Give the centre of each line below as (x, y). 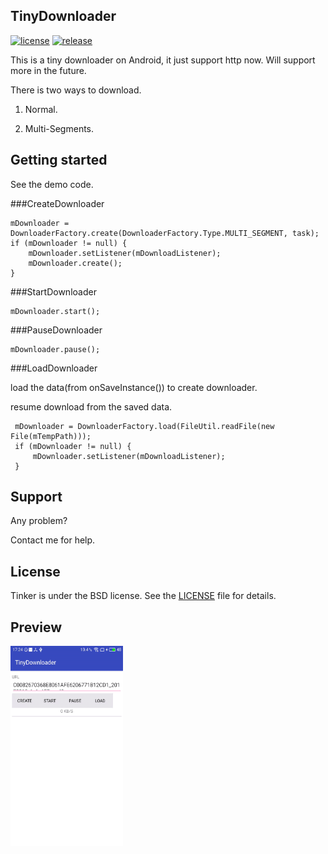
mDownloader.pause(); (55, 349)
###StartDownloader (53, 291)
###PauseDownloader (56, 330)
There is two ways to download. (76, 90)
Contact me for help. (53, 540)
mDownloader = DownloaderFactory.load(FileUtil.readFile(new (144, 426)
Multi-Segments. (59, 128)
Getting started (59, 160)
